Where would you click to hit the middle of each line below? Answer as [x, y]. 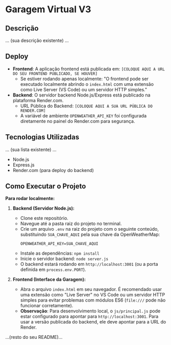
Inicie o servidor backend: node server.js [64, 259]
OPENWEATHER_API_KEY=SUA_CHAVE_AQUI [59, 244]
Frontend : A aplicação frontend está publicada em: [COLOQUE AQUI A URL [89, 69]
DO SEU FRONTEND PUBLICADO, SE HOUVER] [55, 73]
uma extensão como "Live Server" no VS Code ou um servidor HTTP [93, 295]
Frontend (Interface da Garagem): [49, 280]
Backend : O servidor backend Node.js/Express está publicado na [81, 95]
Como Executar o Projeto [46, 187]
